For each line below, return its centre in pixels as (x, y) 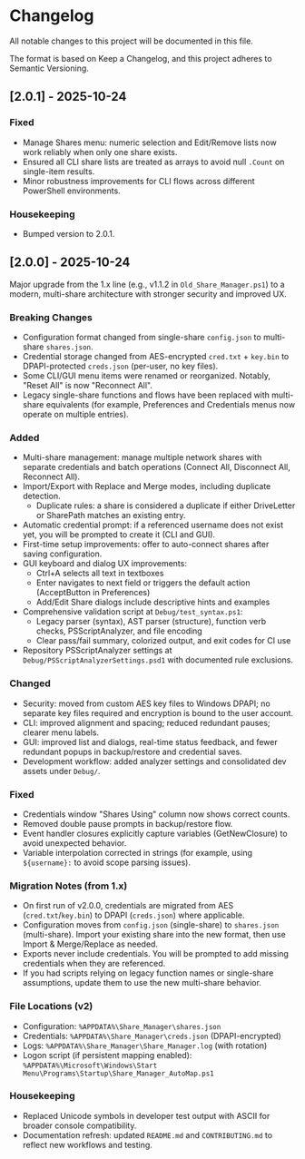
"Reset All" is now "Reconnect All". (87, 386)
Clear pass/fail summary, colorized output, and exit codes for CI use (163, 641)
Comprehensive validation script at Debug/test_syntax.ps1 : (133, 612)
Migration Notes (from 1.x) (69, 886)
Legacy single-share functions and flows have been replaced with (146, 395)
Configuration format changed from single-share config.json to (142, 338)
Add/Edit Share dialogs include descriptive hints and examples (153, 602)
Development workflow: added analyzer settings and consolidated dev (154, 761)
